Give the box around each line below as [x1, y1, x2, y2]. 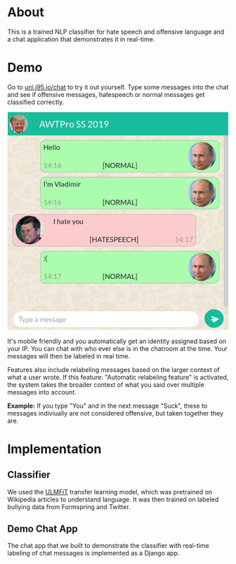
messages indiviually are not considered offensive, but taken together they [7, 409, 223, 417]
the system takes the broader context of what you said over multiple [7, 380, 205, 389]
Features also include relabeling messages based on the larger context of [7, 365, 220, 373]
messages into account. [7, 387, 77, 396]
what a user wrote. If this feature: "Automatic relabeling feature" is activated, [7, 373, 229, 381]
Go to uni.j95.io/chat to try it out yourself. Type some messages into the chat [7, 82, 229, 91]
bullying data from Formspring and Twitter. [7, 502, 131, 511]
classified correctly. [7, 98, 65, 106]
